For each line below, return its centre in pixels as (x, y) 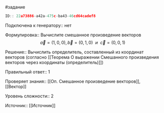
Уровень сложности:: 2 (29, 96)
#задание (15, 7)
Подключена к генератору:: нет (38, 25)
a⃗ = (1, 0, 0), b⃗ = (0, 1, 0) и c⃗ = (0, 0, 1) (83, 42)
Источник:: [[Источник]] (30, 105)
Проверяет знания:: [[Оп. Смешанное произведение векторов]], (73, 81)
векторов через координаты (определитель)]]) (54, 62)
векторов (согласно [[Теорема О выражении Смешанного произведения (82, 57)
